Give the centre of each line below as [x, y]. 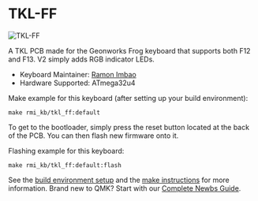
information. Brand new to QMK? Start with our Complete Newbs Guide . [125, 188]
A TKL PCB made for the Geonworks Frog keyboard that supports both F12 [129, 50]
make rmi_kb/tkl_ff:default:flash [65, 165]
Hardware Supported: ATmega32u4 [77, 83]
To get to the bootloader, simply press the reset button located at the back [129, 127]
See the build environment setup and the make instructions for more [119, 180]
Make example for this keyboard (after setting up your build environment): [128, 98]
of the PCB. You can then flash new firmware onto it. [93, 136]
